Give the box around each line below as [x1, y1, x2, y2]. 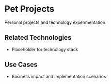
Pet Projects [4, 3, 54, 15]
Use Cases [4, 61, 38, 69]
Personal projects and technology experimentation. [4, 19, 107, 25]
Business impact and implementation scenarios [11, 73, 106, 79]
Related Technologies [4, 34, 72, 42]
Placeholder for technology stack [11, 46, 78, 52]
